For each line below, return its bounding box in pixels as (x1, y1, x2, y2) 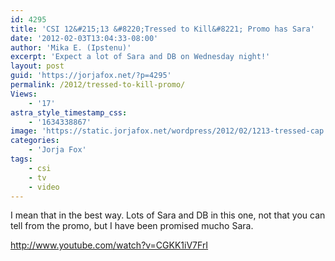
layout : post (10, 61, 65, 71)
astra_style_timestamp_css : (10, 107, 128, 118)
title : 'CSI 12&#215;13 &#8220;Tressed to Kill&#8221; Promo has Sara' (10, 24, 315, 34)
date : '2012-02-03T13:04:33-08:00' (10, 33, 159, 43)
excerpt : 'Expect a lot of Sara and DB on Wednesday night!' (10, 52, 271, 62)
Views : (10, 89, 38, 99)
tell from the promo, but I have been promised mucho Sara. (10, 220, 254, 232)
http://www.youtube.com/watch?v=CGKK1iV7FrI (10, 239, 209, 251)
